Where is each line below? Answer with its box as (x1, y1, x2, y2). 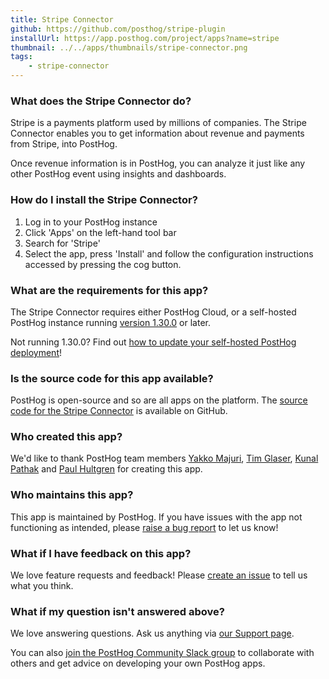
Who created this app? (10, 430, 123, 444)
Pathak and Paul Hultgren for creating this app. (10, 463, 203, 475)
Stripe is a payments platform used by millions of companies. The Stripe (10, 117, 307, 129)
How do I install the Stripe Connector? (10, 193, 198, 207)
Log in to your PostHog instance (24, 216, 158, 228)
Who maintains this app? (10, 488, 134, 502)
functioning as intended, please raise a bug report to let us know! (10, 521, 279, 533)
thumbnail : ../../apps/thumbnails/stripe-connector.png (10, 42, 248, 53)
